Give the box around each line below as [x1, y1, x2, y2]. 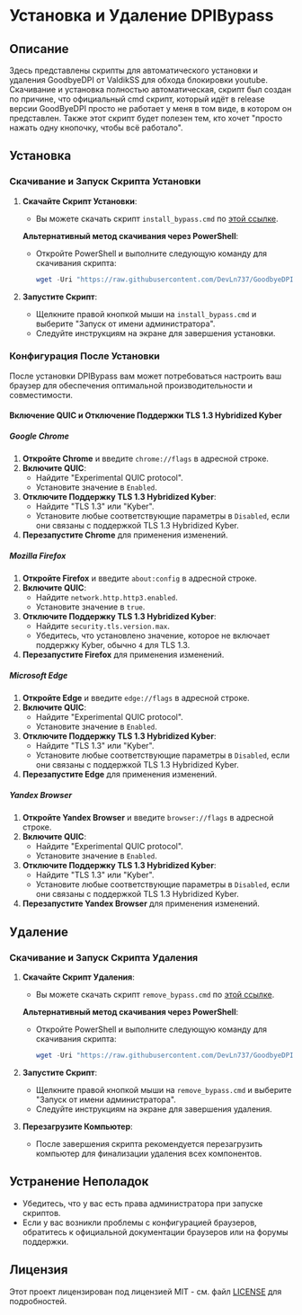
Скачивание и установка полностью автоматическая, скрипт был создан [9, 84, 292, 94]
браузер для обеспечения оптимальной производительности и [9, 379, 253, 391]
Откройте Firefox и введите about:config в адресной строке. [22, 573, 258, 584]
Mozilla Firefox [9, 550, 67, 562]
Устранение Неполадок [9, 1174, 149, 1189]
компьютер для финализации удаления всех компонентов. [35, 1148, 262, 1159]
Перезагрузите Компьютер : [22, 1121, 133, 1132]
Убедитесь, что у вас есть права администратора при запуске [22, 1197, 263, 1209]
